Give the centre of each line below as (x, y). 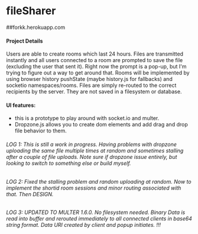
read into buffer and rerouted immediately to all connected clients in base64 (99, 219)
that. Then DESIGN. (30, 194)
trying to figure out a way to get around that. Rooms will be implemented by (98, 73)
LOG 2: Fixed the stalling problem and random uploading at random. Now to (99, 181)
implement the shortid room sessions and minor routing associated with (94, 188)
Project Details (25, 41)
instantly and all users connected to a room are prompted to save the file (95, 60)
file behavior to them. (40, 131)
